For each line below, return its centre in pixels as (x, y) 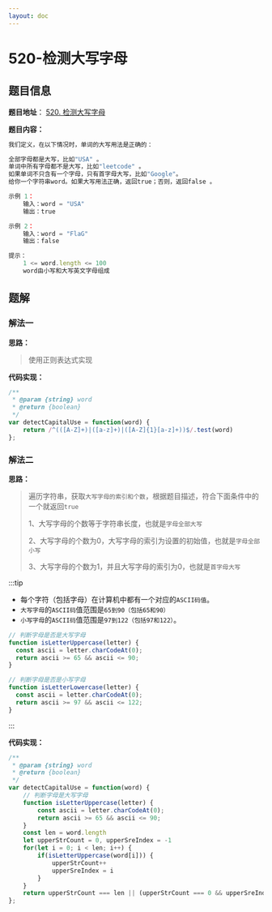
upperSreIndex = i (83, 871)
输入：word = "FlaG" (56, 233)
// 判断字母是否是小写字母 (47, 680)
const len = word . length (65, 833)
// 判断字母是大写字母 (56, 795)
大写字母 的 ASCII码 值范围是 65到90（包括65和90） (95, 610)
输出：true (39, 212)
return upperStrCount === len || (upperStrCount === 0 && (123, 893)
